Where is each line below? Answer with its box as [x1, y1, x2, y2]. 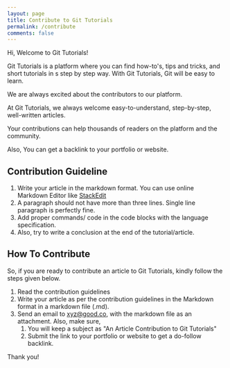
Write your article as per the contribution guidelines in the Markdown [17, 294, 214, 303]
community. [7, 132, 41, 140]
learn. [7, 77, 24, 85]
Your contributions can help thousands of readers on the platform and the [7, 124, 218, 133]
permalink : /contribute [7, 23, 76, 30]
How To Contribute [7, 248, 91, 260]
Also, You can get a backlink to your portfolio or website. [7, 145, 169, 153]
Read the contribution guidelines [17, 287, 111, 296]
